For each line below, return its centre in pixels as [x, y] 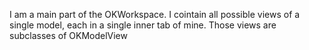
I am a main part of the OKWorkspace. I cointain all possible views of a [155, 14]
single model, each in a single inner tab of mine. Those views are [143, 25]
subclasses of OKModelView [68, 35]
